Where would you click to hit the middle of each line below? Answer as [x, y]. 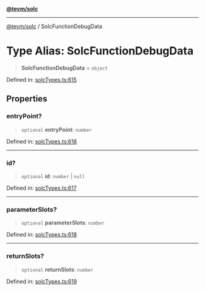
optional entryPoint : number [56, 129]
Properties [27, 99]
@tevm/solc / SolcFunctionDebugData [54, 26]
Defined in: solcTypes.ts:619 [42, 281]
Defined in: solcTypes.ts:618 [42, 235]
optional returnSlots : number [57, 269]
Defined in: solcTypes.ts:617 [41, 188]
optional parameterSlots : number [63, 223]
